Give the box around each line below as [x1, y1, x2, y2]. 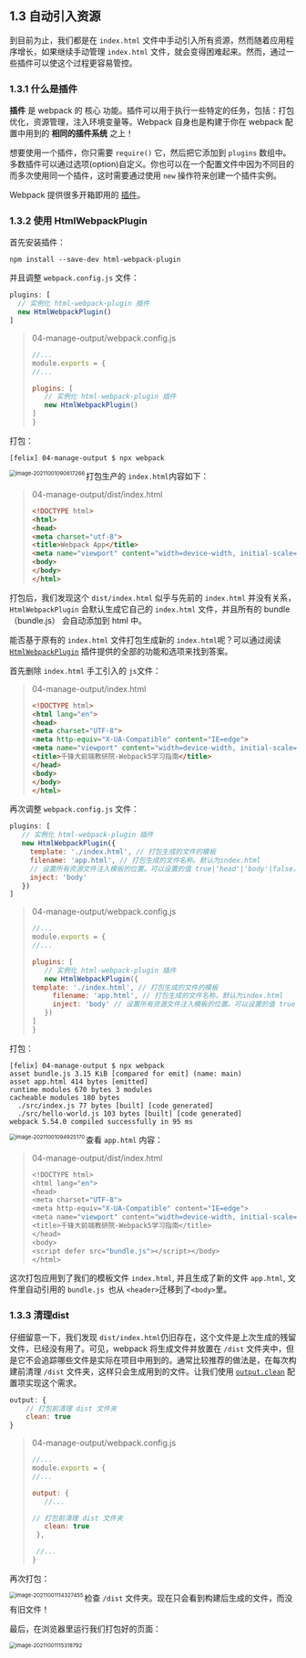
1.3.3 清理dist [9, 1309, 70, 1322]
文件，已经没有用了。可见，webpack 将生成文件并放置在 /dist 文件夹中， [9, 1343, 287, 1354]
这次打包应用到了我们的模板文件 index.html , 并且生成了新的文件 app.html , [9, 1273, 286, 1284]
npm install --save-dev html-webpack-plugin [9, 255, 181, 265]
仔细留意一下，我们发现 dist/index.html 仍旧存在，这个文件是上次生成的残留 [9, 1331, 297, 1342]
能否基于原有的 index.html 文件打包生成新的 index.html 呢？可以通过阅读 [9, 634, 281, 645]
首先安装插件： [9, 236, 66, 248]
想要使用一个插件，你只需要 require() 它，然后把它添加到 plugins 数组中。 [9, 147, 291, 158]
